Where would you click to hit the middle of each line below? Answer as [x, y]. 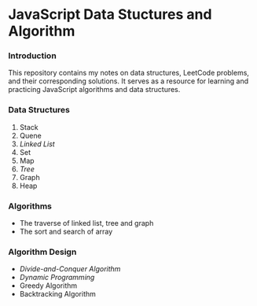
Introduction [32, 56]
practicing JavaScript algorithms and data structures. [94, 90]
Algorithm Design [42, 252]
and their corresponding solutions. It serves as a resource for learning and [128, 81]
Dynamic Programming [57, 278]
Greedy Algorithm [48, 286]
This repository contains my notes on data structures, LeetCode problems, [129, 73]
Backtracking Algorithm [58, 294]
